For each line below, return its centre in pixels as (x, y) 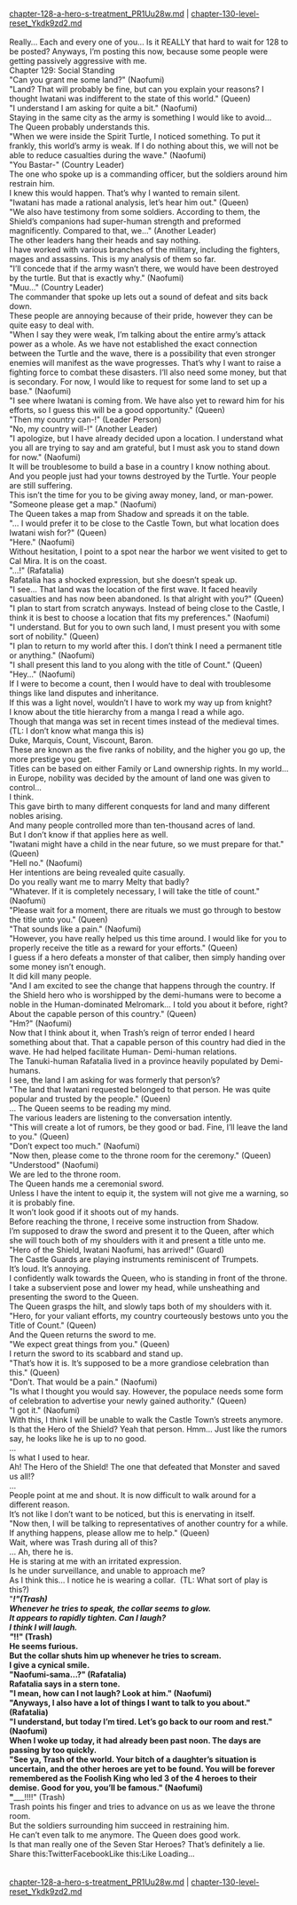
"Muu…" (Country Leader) (57, 287)
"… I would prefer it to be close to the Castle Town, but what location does (144, 523)
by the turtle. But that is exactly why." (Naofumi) (97, 278)
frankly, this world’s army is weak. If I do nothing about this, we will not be (144, 146)
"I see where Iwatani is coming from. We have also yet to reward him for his (147, 401)
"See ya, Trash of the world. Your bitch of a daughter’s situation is (133, 1759)
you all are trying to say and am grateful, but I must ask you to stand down (145, 448)
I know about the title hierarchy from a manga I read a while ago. (127, 712)
